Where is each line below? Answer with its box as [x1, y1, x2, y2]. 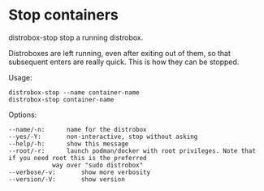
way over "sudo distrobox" [51, 161, 144, 169]
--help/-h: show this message [8, 140, 129, 148]
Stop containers [8, 6, 119, 24]
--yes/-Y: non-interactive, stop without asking [8, 132, 198, 141]
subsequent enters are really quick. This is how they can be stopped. [8, 57, 240, 67]
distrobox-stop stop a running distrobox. [8, 33, 144, 42]
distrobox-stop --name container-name [8, 88, 140, 97]
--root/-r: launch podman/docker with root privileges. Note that [8, 146, 256, 155]
